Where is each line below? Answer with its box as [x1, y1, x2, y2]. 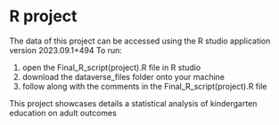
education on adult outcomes [9, 107, 118, 118]
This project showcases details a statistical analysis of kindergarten [9, 98, 258, 108]
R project [9, 6, 78, 27]
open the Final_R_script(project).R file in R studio [21, 62, 201, 73]
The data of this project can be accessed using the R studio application [9, 35, 271, 46]
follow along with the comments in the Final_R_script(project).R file [21, 81, 267, 91]
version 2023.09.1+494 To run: [9, 44, 123, 55]
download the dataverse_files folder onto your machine [21, 71, 226, 82]
